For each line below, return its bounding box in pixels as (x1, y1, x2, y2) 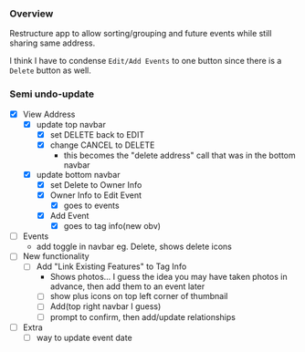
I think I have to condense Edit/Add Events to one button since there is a (9, 56, 282, 67)
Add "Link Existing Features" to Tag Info (36, 261, 187, 272)
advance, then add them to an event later (49, 281, 205, 292)
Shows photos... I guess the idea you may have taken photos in (49, 272, 288, 283)
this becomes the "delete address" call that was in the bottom (63, 150, 296, 160)
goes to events (63, 200, 121, 212)
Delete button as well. (9, 65, 91, 76)
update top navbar (36, 119, 107, 129)
